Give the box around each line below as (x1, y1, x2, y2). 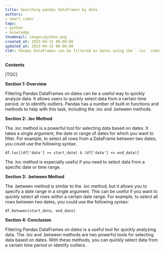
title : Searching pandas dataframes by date (5, 7, 98, 12)
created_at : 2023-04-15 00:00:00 (5, 39, 74, 44)
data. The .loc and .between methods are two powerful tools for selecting (5, 231, 154, 237)
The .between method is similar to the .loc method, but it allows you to (5, 183, 147, 189)
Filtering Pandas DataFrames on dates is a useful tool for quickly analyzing (5, 226, 156, 232)
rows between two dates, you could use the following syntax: (5, 198, 129, 204)
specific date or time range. (5, 164, 61, 170)
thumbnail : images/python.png (5, 35, 67, 40)
